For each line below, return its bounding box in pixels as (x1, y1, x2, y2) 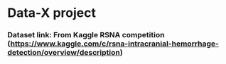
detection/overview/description (7, 48, 121, 58)
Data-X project (7, 5, 96, 21)
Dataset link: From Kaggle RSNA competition (7, 30, 165, 40)
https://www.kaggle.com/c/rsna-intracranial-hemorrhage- (10, 39, 219, 49)
